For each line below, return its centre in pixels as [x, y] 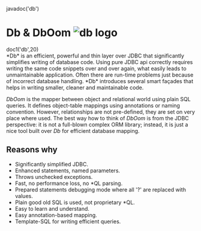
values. [24, 196]
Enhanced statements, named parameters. [67, 171]
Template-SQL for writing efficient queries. [68, 221]
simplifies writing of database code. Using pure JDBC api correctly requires [100, 62]
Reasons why [32, 150]
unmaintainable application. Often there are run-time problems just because [100, 75]
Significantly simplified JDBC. [52, 164]
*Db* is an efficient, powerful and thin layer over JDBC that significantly [95, 56]
